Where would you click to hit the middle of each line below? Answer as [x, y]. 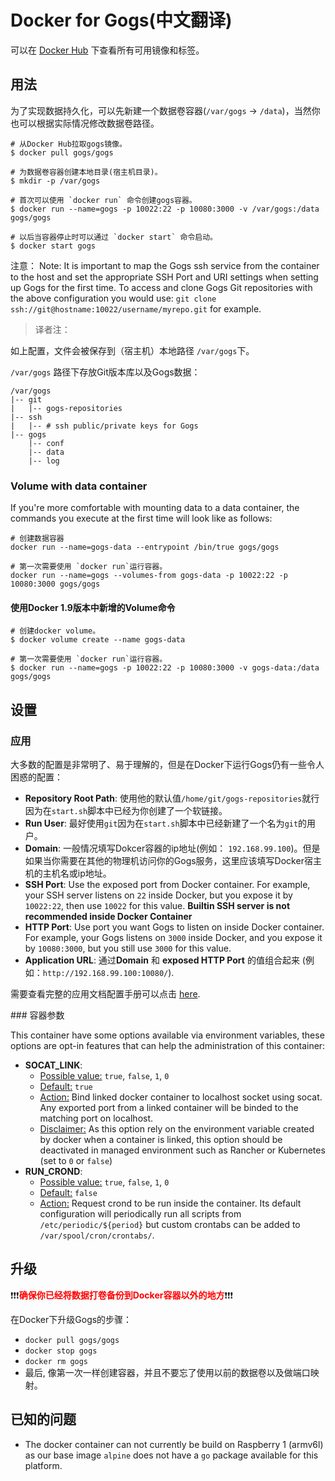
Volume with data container [79, 486]
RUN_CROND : [53, 1171]
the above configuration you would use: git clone [113, 298]
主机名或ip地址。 [77, 873]
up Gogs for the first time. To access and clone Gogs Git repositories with [161, 287]
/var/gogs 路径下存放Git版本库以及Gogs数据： [105, 372]
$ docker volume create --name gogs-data [98, 640]
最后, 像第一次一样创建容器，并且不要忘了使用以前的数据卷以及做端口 [167, 1372]
